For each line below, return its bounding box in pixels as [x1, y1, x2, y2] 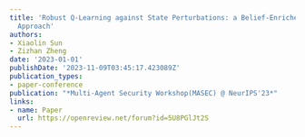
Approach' [17, 22, 54, 31]
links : [9, 96, 34, 106]
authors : [9, 30, 43, 39]
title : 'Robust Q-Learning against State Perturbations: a [9, 13, 238, 23]
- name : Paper [9, 105, 64, 114]
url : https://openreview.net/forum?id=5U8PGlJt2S [17, 114, 209, 123]
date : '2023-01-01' [9, 55, 84, 64]
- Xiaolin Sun [9, 38, 64, 48]
